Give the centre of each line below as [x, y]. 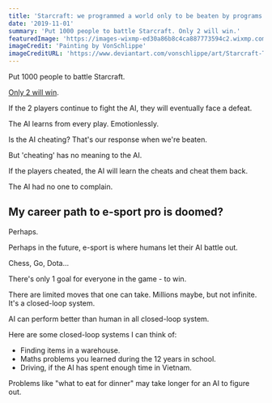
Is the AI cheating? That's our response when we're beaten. [108, 139]
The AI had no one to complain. [61, 186]
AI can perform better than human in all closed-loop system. [109, 319]
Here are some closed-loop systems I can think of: [93, 334]
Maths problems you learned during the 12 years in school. [118, 358]
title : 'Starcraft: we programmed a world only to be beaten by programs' [137, 16]
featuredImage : [34, 39]
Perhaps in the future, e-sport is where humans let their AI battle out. [123, 247]
